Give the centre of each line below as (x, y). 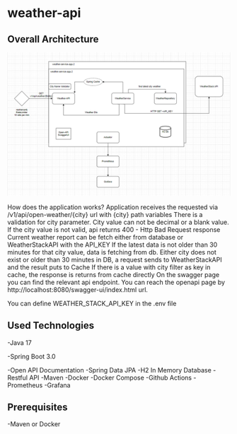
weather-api (44, 13)
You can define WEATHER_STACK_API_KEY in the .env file (92, 303)
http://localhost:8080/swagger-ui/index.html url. (78, 289)
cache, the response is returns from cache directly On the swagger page (114, 274)
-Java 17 (19, 342)
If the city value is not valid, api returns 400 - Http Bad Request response (114, 229)
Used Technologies (51, 325)
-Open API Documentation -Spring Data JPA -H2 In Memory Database (110, 370)
